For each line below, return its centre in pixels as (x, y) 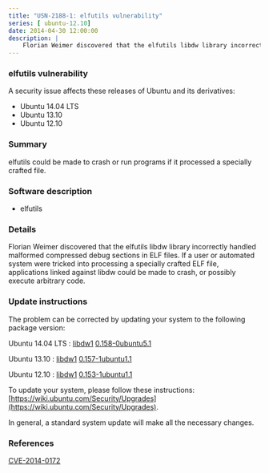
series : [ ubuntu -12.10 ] (50, 23)
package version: (37, 327)
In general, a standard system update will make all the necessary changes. (131, 422)
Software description (50, 191)
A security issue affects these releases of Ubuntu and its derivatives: (122, 91)
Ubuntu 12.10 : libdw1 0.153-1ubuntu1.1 (70, 374)
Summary (28, 144)
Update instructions (48, 301)
